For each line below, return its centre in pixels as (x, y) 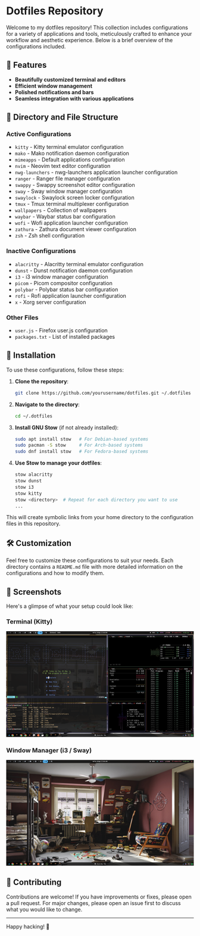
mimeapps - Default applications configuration (70, 160)
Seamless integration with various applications (74, 98)
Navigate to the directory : (47, 404)
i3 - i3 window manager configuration (61, 277)
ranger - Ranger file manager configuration (68, 179)
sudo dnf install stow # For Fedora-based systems (82, 452)
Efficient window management (54, 86)
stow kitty (28, 493)
